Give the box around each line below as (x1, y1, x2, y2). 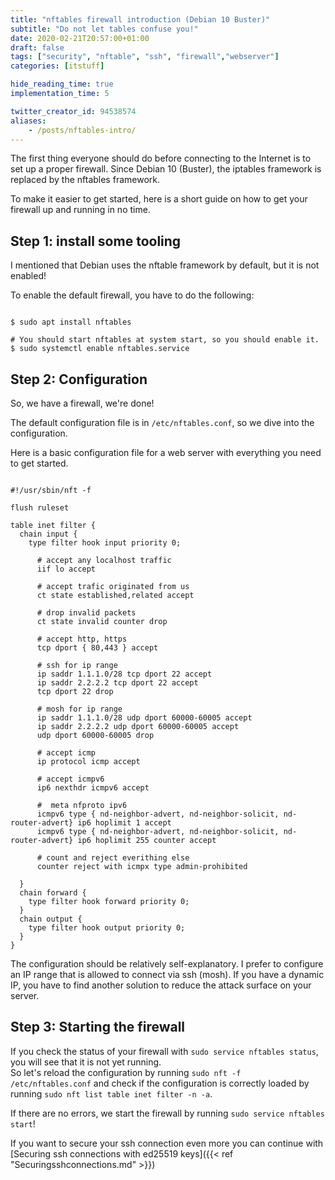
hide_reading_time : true (10, 79, 114, 90)
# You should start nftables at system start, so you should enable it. (10, 335, 320, 345)
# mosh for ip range (36, 704, 123, 714)
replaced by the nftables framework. (10, 174, 160, 186)
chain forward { (19, 888, 87, 898)
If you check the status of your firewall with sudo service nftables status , (10, 1045, 319, 1057)
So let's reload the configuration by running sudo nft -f (10, 1066, 242, 1078)
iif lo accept (36, 564, 97, 574)
